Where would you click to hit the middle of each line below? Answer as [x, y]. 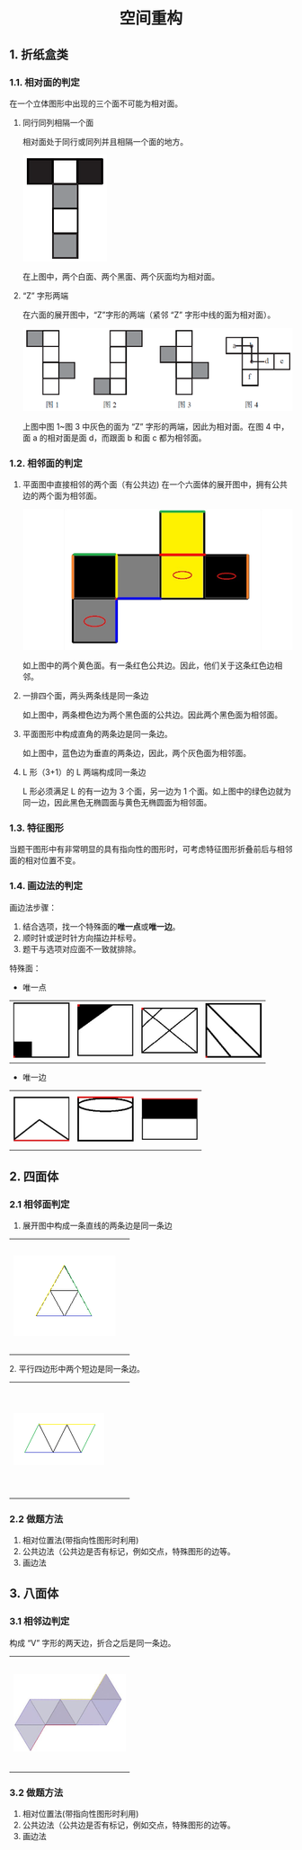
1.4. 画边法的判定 [46, 886]
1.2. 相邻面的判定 [46, 463]
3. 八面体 [34, 1593]
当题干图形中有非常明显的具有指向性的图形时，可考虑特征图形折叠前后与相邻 [151, 849]
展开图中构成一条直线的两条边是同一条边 [97, 1226]
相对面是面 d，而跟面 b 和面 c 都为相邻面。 [127, 438]
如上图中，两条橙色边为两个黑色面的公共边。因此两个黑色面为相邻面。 [152, 715]
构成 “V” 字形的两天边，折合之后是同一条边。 [93, 1642]
